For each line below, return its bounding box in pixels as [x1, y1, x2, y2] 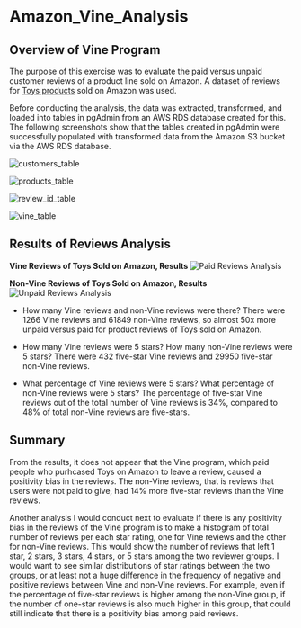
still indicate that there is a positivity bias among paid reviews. [9, 607, 239, 618]
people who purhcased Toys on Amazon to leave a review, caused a [9, 466, 262, 477]
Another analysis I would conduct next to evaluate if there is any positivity [9, 512, 283, 523]
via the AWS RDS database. [9, 141, 111, 151]
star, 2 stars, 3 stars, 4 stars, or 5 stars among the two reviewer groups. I [9, 551, 279, 561]
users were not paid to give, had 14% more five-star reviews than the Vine [9, 485, 285, 496]
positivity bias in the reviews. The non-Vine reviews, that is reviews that [9, 475, 274, 487]
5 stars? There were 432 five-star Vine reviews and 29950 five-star [22, 351, 273, 362]
